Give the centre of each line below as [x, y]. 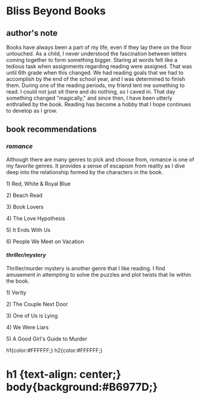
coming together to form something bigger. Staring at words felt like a [92, 60]
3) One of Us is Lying [32, 316]
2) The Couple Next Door [37, 304]
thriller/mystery [26, 255]
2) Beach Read [24, 195]
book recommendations [52, 129]
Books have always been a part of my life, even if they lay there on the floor [99, 47]
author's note [32, 33]
